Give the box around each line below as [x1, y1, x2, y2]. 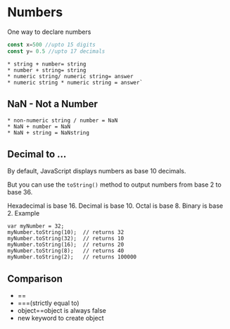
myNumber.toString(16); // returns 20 [7, 241, 124, 249]
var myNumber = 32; [7, 223, 65, 230]
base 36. [7, 188, 33, 197]
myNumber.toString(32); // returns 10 [7, 235, 124, 242]
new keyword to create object [17, 314, 104, 323]
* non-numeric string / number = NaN [7, 117, 118, 124]
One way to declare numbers [7, 27, 91, 36]
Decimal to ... [7, 148, 67, 160]
